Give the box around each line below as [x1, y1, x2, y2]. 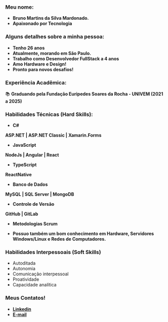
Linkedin [12, 306, 31, 312]
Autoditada [12, 260, 36, 266]
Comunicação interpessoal [12, 271, 69, 277]
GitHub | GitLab [5, 211, 38, 217]
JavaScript [12, 142, 36, 148]
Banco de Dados [12, 181, 48, 187]
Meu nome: [5, 4, 34, 11]
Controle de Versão [12, 201, 55, 207]
